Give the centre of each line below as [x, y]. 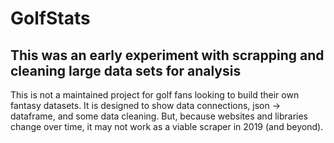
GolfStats [50, 18]
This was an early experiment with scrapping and [167, 55]
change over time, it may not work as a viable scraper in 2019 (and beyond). [167, 126]
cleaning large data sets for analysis [126, 70]
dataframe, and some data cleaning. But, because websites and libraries [159, 116]
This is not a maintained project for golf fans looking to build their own [155, 95]
